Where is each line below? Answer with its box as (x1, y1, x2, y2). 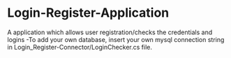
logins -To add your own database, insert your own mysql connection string (7, 35, 225, 43)
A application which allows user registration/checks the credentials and (7, 28, 213, 36)
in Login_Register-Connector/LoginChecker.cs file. (7, 43, 152, 51)
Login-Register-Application (7, 5, 170, 21)
